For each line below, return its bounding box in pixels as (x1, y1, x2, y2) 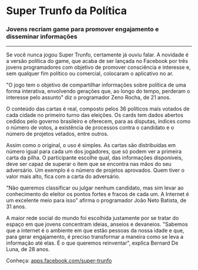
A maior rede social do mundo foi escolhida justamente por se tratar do (6, 215, 179, 222)
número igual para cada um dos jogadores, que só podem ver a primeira (6, 148, 181, 155)
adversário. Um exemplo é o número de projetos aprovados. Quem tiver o (6, 166, 184, 174)
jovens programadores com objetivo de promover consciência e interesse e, (6, 64, 191, 71)
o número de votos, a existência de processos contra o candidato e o (6, 124, 174, 131)
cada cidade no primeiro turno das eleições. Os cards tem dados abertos (6, 112, 184, 119)
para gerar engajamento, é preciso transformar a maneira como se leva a (6, 234, 184, 241)
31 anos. (6, 203, 27, 210)
